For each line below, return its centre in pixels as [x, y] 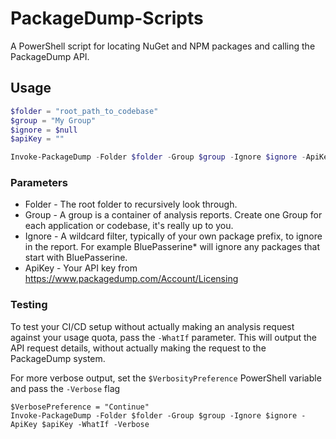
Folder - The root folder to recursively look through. [131, 204]
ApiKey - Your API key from [81, 268]
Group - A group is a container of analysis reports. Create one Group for [173, 215]
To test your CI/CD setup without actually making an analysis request [152, 326]
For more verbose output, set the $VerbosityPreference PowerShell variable [166, 378]
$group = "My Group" [53, 120]
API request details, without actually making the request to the [138, 348]
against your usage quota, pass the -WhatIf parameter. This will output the [163, 337]
